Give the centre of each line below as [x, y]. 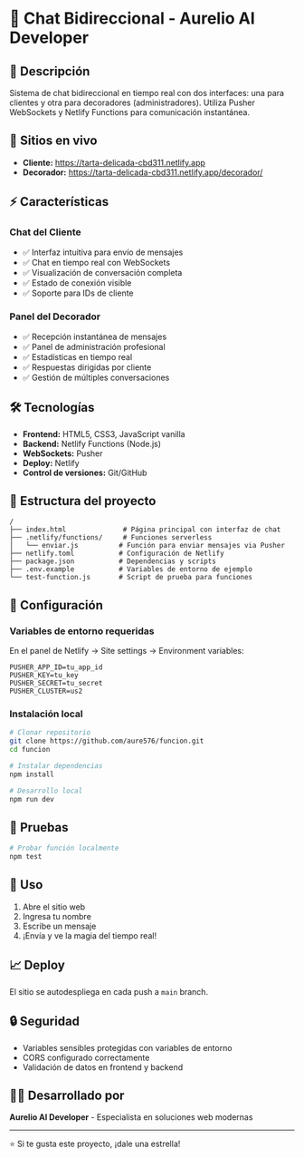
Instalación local [46, 714]
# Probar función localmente [64, 848]
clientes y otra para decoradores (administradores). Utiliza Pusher [132, 102]
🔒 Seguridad [44, 1022]
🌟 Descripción [50, 71]
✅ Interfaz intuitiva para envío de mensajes [103, 252]
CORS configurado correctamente [86, 1057]
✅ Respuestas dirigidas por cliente [87, 367]
